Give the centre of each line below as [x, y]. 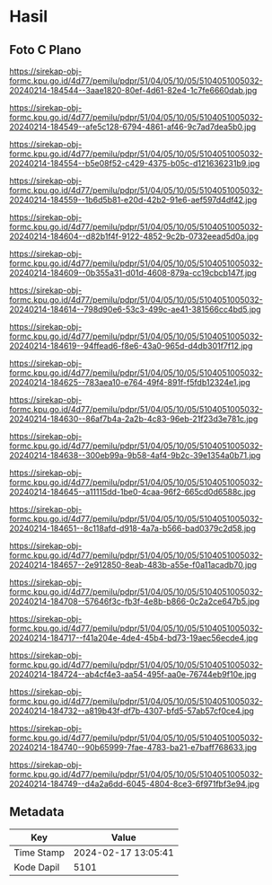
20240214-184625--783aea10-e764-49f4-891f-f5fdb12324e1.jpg [130, 382]
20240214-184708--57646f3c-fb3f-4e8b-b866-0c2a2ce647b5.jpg [135, 601]
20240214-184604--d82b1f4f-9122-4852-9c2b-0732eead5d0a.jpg [134, 236]
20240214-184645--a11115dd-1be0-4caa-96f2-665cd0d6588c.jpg [132, 492]
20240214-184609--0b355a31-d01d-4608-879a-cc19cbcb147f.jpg [133, 273]
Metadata [37, 812]
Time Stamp [39, 853]
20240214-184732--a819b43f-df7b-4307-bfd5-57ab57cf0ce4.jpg [132, 711]
